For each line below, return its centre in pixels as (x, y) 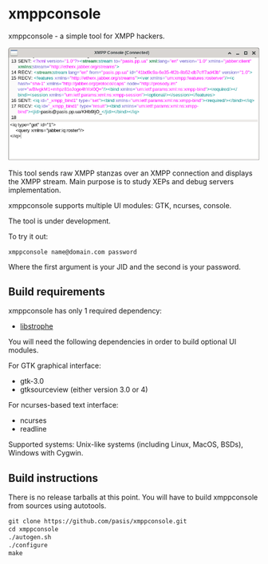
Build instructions (53, 478)
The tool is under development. (60, 221)
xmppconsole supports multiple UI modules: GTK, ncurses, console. (120, 205)
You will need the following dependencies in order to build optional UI (122, 342)
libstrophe (36, 326)
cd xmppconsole (33, 530)
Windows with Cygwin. (46, 453)
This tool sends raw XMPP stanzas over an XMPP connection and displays (130, 173)
